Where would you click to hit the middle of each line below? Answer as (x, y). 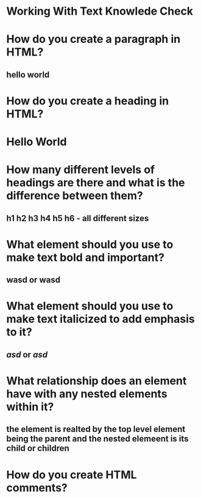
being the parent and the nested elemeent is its (97, 439)
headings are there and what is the (96, 183)
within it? (30, 407)
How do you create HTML (72, 474)
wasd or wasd (33, 280)
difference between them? (75, 196)
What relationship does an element (97, 381)
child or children (38, 448)
